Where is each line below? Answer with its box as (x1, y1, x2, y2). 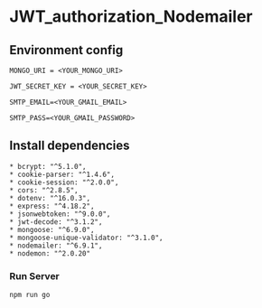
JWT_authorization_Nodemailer (9, 6, 253, 27)
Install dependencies (9, 138, 130, 154)
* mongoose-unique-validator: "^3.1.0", (9, 233, 164, 242)
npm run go (9, 291, 51, 300)
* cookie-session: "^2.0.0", (9, 178, 119, 187)
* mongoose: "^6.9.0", (9, 225, 95, 234)
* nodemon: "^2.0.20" (9, 248, 91, 258)
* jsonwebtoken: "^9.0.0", (9, 210, 111, 219)
